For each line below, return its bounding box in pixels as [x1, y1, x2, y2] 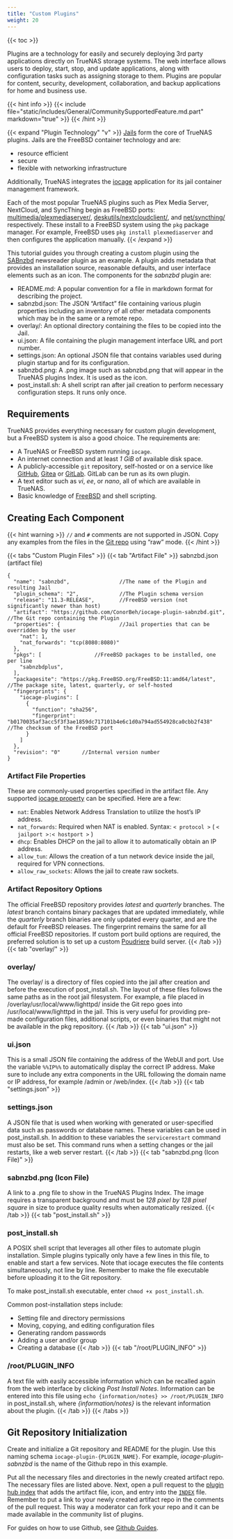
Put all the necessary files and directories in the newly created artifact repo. [7, 1474, 225, 1482]
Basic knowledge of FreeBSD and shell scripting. [17, 492, 157, 500]
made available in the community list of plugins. [7, 1510, 144, 1519]
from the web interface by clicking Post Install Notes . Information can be [7, 1384, 215, 1393]
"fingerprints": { [13, 688, 67, 695]
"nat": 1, [19, 633, 49, 641]
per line [7, 657, 33, 665]
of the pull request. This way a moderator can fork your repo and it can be [7, 1503, 220, 1511]
